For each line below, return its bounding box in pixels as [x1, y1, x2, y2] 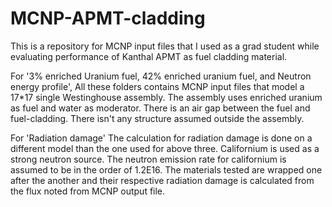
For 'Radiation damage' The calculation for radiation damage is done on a [10, 132, 313, 144]
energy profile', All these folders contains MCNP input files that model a [10, 80, 305, 92]
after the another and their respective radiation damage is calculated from [10, 174, 315, 186]
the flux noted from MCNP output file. [10, 185, 166, 197]
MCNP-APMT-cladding [10, 7, 206, 30]
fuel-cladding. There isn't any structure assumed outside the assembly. [10, 112, 305, 124]
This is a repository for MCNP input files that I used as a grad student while [10, 40, 320, 52]
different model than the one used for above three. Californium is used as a [10, 142, 320, 154]
